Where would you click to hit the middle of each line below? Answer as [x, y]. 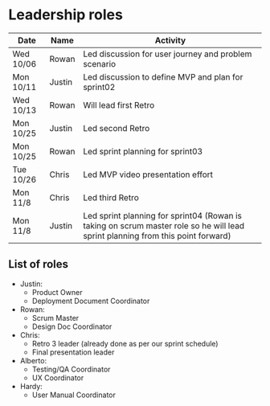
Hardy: [31, 386]
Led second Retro [117, 128]
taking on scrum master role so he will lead [164, 225]
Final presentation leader [73, 352]
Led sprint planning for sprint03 [143, 151]
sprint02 [99, 87]
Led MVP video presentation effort [148, 174]
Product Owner [57, 292]
